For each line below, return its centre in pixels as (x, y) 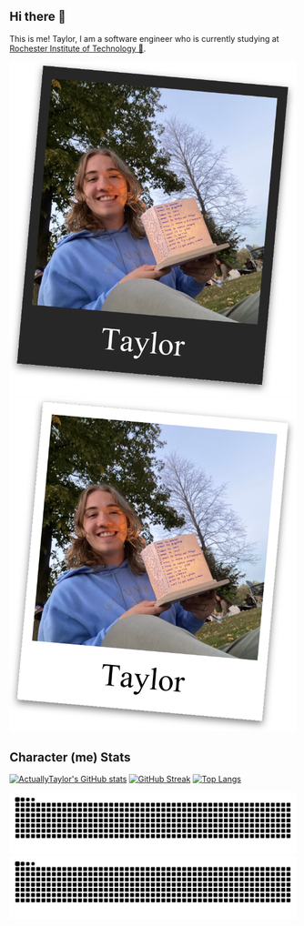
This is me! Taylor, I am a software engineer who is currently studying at (144, 38)
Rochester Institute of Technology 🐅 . (78, 48)
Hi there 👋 (38, 17)
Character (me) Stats (70, 757)
